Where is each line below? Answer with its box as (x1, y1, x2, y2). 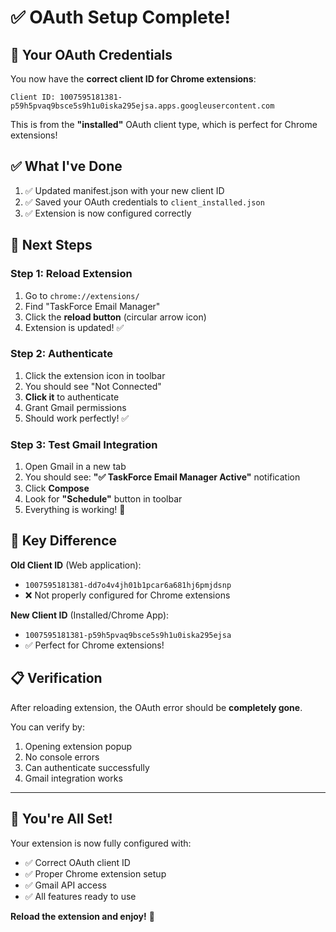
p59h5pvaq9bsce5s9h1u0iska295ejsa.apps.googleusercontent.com (10, 101, 275, 111)
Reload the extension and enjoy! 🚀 (10, 910, 155, 922)
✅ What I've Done (10, 158, 123, 175)
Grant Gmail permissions (24, 401, 127, 413)
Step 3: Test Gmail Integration (10, 437, 158, 451)
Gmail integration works (24, 772, 123, 784)
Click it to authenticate (24, 391, 120, 403)
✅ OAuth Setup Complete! (10, 6, 231, 29)
